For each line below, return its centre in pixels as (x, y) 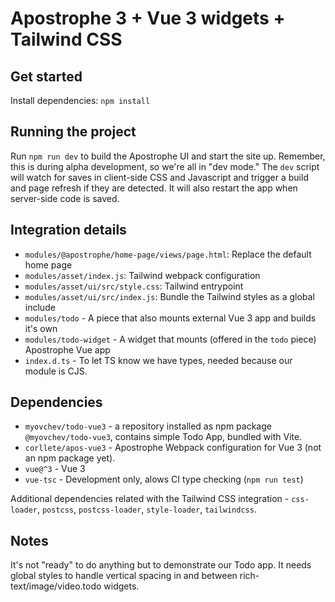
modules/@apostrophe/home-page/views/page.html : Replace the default (168, 254)
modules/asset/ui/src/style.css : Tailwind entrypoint (134, 286)
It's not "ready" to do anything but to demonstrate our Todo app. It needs (161, 565)
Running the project (73, 132)
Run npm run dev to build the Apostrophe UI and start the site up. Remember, (168, 156)
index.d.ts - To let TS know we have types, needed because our (158, 360)
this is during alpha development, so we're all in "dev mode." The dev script (165, 166)
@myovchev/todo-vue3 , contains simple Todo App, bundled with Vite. (163, 437)
